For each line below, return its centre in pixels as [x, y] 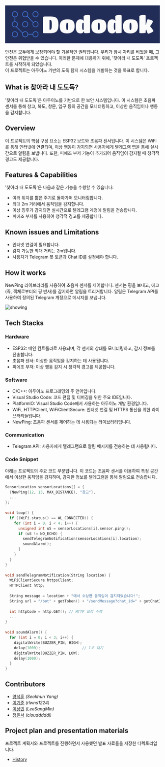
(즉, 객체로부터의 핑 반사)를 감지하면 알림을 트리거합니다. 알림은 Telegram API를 [82, 292]
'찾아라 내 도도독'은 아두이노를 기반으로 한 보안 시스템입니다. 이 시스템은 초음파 [80, 100]
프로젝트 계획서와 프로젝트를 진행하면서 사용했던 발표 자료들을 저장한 [71, 743]
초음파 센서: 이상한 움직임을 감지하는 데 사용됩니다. [61, 361]
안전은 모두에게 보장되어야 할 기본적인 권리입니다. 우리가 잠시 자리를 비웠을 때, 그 [82, 52]
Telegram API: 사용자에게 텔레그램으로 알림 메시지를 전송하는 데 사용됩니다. [85, 446]
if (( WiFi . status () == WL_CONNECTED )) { [51, 518]
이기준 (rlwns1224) [31, 703]
